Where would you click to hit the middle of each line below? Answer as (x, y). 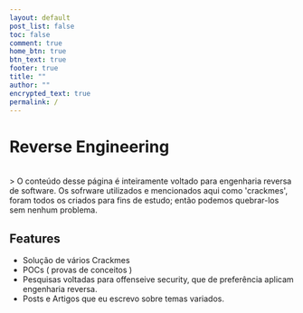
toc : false (30, 34)
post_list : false (42, 26)
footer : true (34, 69)
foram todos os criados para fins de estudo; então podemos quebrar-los (144, 201)
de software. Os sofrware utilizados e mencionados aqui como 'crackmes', (148, 191)
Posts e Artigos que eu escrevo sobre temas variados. (123, 299)
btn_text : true (38, 60)
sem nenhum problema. (53, 210)
